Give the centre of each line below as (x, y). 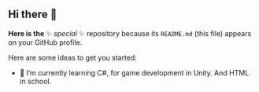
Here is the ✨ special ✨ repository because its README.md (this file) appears (130, 33)
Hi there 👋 (33, 15)
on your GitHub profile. (45, 42)
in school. (35, 81)
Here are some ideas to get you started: (73, 57)
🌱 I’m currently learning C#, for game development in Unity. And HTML (134, 72)
